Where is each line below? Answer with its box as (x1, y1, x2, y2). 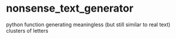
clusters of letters (6, 27, 49, 34)
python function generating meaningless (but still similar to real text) (6, 21, 171, 28)
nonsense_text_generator (6, 2, 134, 15)
